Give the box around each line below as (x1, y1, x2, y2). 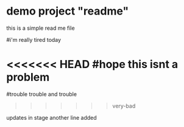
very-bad (112, 102, 136, 109)
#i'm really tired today (6, 36, 62, 43)
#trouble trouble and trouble (6, 90, 77, 98)
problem (6, 70, 50, 84)
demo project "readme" (6, 4, 129, 18)
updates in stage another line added (6, 114, 97, 121)
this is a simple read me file (6, 24, 75, 32)
